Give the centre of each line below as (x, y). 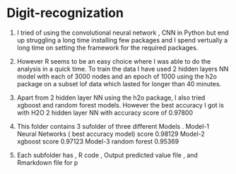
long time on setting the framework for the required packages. (107, 47)
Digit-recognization (65, 13)
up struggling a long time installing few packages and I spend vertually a (122, 40)
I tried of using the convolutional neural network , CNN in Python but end (123, 33)
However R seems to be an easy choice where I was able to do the (114, 61)
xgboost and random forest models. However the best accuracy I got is (120, 105)
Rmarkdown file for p (47, 162)
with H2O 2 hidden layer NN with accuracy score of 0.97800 (105, 112)
